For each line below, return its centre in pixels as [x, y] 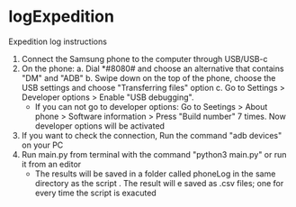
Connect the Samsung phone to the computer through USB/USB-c [144, 58]
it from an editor [51, 164]
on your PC [42, 145]
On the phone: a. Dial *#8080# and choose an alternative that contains [152, 68]
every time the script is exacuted [95, 193]
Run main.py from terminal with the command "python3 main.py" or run [154, 154]
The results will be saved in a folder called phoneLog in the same [155, 174]
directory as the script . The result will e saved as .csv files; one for [159, 183]
